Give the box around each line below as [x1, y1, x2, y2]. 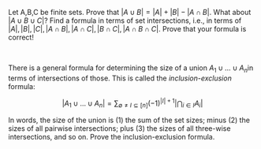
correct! [8, 32, 34, 42]
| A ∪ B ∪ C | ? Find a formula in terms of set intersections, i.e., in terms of [8, 16, 242, 25]
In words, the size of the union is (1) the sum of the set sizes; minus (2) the [8, 115, 251, 125]
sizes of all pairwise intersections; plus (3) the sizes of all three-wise [8, 124, 231, 133]
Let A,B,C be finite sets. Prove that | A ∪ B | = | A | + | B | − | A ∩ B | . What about [8, 8, 252, 17]
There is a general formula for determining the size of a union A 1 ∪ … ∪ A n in [8, 63, 254, 74]
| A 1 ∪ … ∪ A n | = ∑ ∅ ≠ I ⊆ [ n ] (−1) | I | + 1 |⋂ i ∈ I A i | [62, 97, 203, 110]
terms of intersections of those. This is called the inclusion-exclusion [8, 73, 233, 83]
